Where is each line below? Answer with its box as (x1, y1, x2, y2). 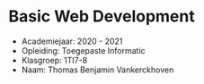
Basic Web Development (8, 6, 195, 27)
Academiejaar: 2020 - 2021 (21, 36, 123, 46)
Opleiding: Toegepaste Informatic (21, 45, 146, 55)
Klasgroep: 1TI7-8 (21, 55, 88, 65)
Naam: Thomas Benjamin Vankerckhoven (21, 64, 174, 75)
